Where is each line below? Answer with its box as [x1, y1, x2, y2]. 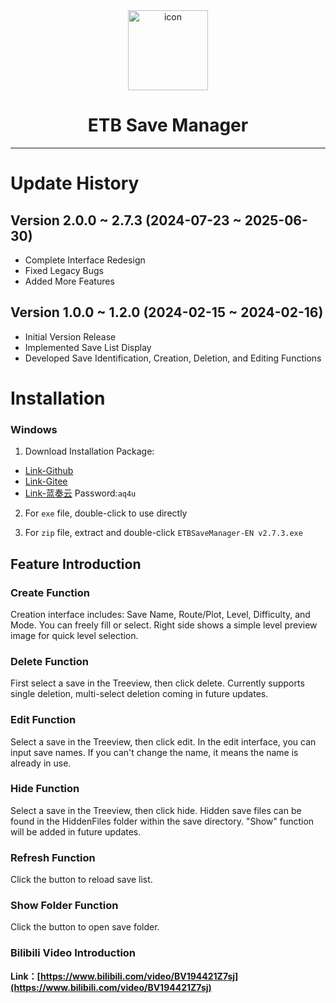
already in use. [10, 757, 72, 769]
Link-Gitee [24, 475, 68, 488]
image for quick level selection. [10, 629, 139, 641]
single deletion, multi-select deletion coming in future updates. [10, 688, 269, 700]
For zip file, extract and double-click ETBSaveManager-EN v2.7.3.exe [24, 527, 303, 539]
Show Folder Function [10, 899, 119, 913]
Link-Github [24, 465, 74, 477]
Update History [10, 172, 140, 195]
